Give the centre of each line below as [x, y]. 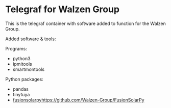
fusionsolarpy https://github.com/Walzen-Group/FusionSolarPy [78, 100]
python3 [21, 58]
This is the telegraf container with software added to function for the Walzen [86, 23]
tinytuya [21, 94]
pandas [21, 89]
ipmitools [22, 64]
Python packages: [24, 79]
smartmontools [29, 69]
